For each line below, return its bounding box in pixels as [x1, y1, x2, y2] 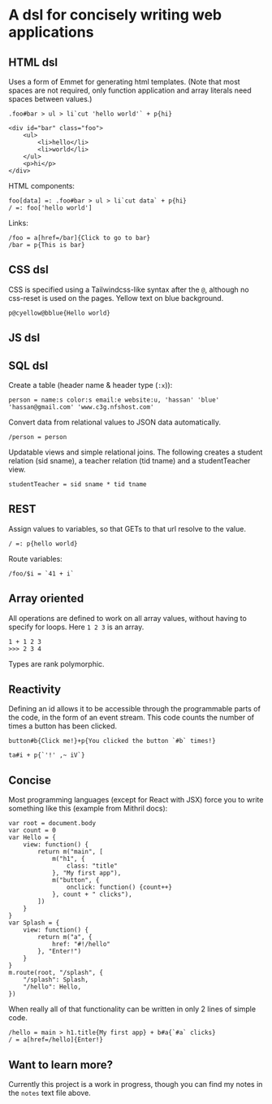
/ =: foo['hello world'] [8, 204, 93, 212]
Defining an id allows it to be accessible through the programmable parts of [8, 704, 261, 714]
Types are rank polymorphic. [8, 658, 105, 668]
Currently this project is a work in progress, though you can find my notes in [8, 1080, 263, 1089]
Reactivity [8, 683, 62, 697]
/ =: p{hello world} [8, 539, 79, 548]
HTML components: [8, 181, 76, 190]
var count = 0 [8, 827, 57, 835]
